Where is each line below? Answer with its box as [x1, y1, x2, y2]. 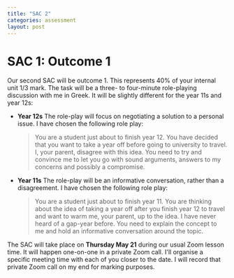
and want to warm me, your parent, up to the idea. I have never [34, 212, 217, 221]
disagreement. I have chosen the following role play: [17, 184, 168, 192]
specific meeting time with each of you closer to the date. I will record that [7, 256, 221, 264]
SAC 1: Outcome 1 [7, 53, 111, 69]
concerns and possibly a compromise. [34, 163, 145, 171]
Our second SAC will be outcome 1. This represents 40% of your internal [7, 76, 217, 85]
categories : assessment [7, 17, 77, 24]
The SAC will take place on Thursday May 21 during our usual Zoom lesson [7, 240, 225, 249]
